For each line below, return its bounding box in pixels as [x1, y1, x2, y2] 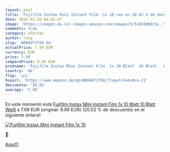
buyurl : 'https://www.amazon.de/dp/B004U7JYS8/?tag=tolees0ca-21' [5, 78, 148, 83]
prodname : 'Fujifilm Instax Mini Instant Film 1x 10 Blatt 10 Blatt [5, 64, 157, 69]
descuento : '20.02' [5, 82, 47, 87]
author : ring [5, 36, 33, 41]
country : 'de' [5, 69, 35, 74]
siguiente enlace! [5, 112, 41, 118]
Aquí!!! [5, 141, 19, 147]
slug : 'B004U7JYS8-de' [5, 40, 53, 45]
